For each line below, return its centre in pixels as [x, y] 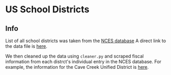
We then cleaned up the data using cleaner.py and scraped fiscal [74, 56]
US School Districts [47, 10]
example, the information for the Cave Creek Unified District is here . [77, 67]
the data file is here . [26, 46]
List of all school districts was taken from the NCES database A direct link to [86, 41]
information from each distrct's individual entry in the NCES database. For [83, 62]
